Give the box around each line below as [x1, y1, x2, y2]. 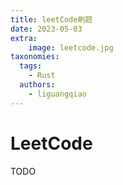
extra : [10, 33, 38, 43]
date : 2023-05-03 [10, 24, 83, 34]
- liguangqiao [28, 89, 87, 99]
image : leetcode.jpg [28, 42, 114, 53]
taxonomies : [10, 52, 60, 62]
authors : [19, 80, 56, 90]
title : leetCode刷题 [10, 14, 93, 25]
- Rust [28, 71, 56, 81]
